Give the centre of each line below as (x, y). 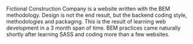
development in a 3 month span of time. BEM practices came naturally (93, 28)
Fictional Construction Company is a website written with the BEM (88, 9)
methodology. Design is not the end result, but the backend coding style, (97, 15)
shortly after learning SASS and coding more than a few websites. (88, 34)
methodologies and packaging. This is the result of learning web (86, 21)
